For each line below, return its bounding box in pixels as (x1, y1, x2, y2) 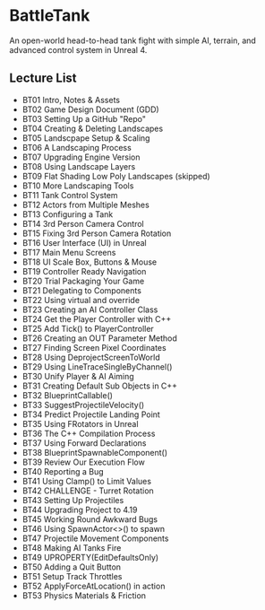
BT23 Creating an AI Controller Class (21, 304, 158, 315)
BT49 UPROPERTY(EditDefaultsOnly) (21, 552, 159, 562)
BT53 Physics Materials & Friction (21, 589, 146, 601)
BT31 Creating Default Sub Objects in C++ (21, 380, 177, 391)
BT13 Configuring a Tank (21, 208, 114, 220)
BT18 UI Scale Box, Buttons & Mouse (21, 257, 158, 267)
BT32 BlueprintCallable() (21, 389, 114, 400)
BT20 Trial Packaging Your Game (21, 275, 145, 286)
